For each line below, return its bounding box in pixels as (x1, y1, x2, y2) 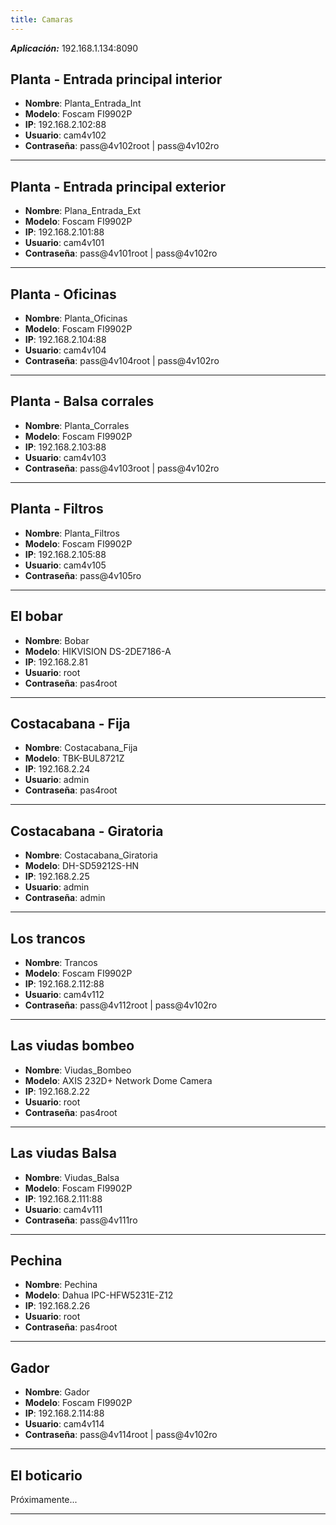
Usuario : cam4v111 (24, 1203, 103, 1215)
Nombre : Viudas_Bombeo (24, 1064, 132, 1076)
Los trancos (10, 930, 86, 947)
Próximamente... (10, 1494, 78, 1505)
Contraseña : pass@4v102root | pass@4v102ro (24, 140, 220, 152)
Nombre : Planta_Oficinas (24, 312, 128, 325)
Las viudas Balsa (10, 1145, 118, 1162)
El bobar (10, 608, 63, 625)
